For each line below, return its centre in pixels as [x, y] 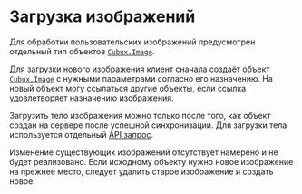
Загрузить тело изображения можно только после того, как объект [140, 115]
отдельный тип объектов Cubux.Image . [82, 51]
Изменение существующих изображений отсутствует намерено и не [144, 152]
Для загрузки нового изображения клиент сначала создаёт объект [140, 69]
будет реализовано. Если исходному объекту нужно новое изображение [151, 161]
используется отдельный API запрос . [82, 134]
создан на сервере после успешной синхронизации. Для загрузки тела [148, 125]
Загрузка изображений [102, 17]
